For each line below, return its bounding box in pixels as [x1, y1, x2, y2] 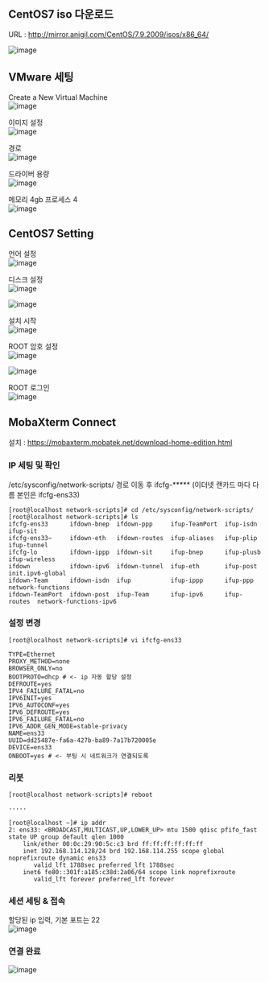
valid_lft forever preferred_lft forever [33, 876, 175, 884]
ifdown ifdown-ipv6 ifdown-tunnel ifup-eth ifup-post [8, 562, 258, 570]
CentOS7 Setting [8, 227, 94, 241]
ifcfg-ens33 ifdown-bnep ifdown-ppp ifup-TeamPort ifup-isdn [8, 520, 258, 528]
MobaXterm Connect [8, 415, 117, 429]
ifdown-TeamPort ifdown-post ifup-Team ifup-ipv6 [8, 590, 204, 598]
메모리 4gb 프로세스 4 [8, 194, 78, 204]
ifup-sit [8, 526, 38, 535]
